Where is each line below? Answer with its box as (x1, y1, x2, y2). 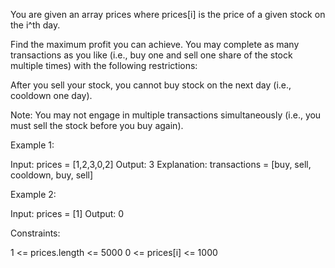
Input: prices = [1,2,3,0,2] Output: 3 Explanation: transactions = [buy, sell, (10, 159, 312, 170)
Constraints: (10, 227, 61, 239)
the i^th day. (10, 19, 61, 31)
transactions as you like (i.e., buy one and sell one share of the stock (10, 49, 293, 61)
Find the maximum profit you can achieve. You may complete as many (10, 39, 300, 50)
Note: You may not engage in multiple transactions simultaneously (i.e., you (10, 109, 322, 121)
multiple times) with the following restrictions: (10, 60, 198, 71)
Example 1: (10, 139, 55, 151)
